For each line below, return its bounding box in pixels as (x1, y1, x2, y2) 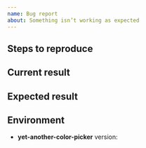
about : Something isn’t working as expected (7, 17, 140, 24)
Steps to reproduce (7, 43, 93, 55)
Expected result (7, 90, 79, 102)
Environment (7, 114, 65, 126)
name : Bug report (7, 10, 58, 18)
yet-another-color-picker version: (17, 133, 118, 141)
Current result (7, 67, 70, 79)
